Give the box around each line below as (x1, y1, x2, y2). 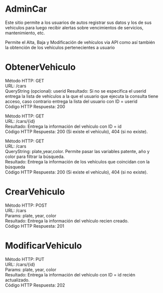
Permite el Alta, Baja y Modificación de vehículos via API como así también (5, 39, 155, 45)
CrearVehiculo (5, 186, 65, 197)
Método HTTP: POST (5, 202, 47, 208)
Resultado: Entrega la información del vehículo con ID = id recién (5, 272, 136, 277)
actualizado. (5, 277, 30, 283)
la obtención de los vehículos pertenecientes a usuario (5, 44, 115, 50)
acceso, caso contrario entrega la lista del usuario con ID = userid (5, 98, 138, 104)
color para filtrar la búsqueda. (5, 154, 65, 159)
